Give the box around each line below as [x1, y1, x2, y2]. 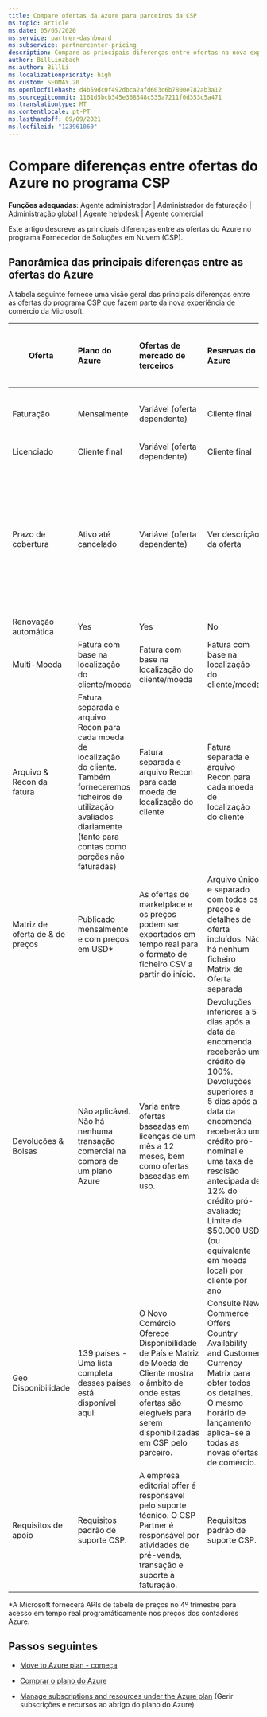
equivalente [207, 1245, 252, 1256]
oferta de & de [12, 928, 66, 939]
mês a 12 [138, 1140, 175, 1151]
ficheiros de [77, 791, 122, 802]
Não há [77, 1115, 105, 1126]
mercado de [138, 349, 186, 361]
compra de [77, 1155, 118, 1166]
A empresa [138, 1469, 180, 1481]
